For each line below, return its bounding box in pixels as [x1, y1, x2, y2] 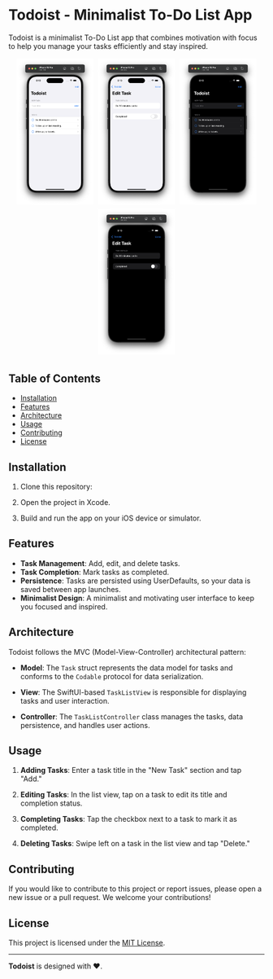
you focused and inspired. [19, 601, 108, 612]
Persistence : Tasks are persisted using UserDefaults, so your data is [19, 576, 251, 586]
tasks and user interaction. [19, 696, 110, 705]
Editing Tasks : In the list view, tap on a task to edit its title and [19, 790, 227, 800]
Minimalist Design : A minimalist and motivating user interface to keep [19, 593, 254, 603]
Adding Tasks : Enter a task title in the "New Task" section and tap [19, 766, 242, 775]
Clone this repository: [19, 481, 93, 491]
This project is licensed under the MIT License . [8, 938, 166, 947]
